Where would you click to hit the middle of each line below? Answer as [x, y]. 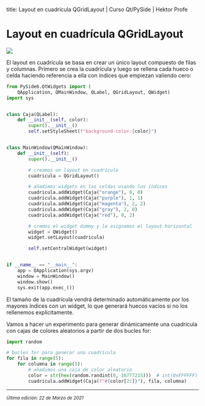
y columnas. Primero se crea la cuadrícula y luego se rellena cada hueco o [100, 69]
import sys [20, 98]
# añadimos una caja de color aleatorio [80, 370]
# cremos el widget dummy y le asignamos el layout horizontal [110, 226]
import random [24, 342]
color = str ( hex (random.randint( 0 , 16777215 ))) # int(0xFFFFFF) [113, 375]
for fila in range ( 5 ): [35, 358]
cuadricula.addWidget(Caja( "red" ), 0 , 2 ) [82, 215]
